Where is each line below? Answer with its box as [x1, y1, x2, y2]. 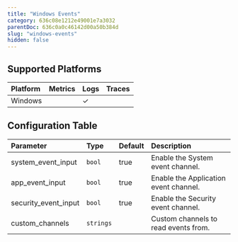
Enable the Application [151, 173, 226, 183]
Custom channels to [151, 214, 218, 224]
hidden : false [7, 37, 50, 44]
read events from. [151, 222, 210, 232]
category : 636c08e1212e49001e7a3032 [7, 17, 115, 24]
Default [118, 141, 144, 151]
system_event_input [11, 157, 77, 167]
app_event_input [11, 178, 66, 188]
